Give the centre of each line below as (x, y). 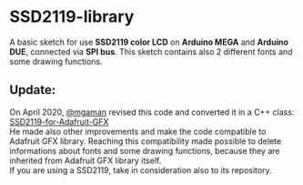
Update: (33, 90)
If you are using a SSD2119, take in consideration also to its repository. (141, 170)
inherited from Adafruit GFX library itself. (86, 160)
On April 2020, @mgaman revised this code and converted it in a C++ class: (152, 112)
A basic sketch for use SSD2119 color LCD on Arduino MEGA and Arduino (149, 42)
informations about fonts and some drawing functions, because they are (145, 150)
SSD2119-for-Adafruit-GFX (59, 121)
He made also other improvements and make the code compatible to (138, 131)
